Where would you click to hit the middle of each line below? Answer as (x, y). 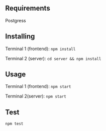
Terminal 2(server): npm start (36, 96)
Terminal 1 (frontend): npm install (40, 49)
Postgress (16, 20)
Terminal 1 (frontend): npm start (38, 86)
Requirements (28, 8)
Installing (20, 37)
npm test (14, 124)
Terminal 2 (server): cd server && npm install (53, 58)
